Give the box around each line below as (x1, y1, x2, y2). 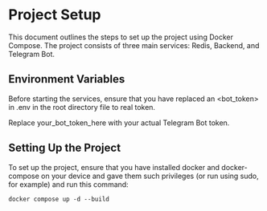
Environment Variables (8, 72, 125, 86)
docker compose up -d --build (8, 195, 110, 203)
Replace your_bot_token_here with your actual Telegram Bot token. (8, 118, 230, 128)
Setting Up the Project (8, 141, 121, 155)
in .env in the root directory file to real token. (8, 102, 155, 112)
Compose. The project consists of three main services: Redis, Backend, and (8, 40, 260, 50)
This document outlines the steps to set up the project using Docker (8, 32, 233, 42)
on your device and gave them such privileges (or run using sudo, (41, 171, 259, 181)
